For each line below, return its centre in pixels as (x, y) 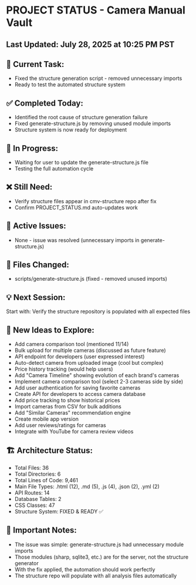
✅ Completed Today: (45, 103)
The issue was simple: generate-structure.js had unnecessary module (99, 544)
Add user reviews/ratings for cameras (60, 425)
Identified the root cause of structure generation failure (81, 117)
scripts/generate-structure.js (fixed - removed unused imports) (91, 279)
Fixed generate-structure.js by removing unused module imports (93, 123)
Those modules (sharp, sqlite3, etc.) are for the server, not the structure (102, 557)
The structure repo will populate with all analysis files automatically (96, 576)
